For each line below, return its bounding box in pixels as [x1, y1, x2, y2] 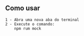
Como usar [5, 4, 40, 12]
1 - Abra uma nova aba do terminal [5, 17, 79, 22]
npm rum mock [14, 26, 41, 31]
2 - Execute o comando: [5, 21, 55, 26]
